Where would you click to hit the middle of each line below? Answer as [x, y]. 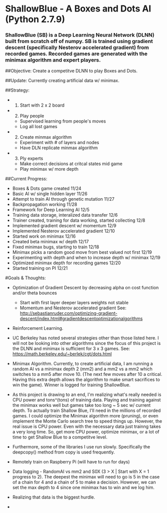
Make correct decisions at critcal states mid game [71, 164]
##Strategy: [17, 90]
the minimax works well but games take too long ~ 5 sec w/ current [82, 405]
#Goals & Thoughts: [26, 278]
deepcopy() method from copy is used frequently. [64, 452]
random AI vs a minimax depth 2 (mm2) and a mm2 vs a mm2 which [83, 369]
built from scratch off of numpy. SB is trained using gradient [79, 42]
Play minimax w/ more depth [49, 169]
